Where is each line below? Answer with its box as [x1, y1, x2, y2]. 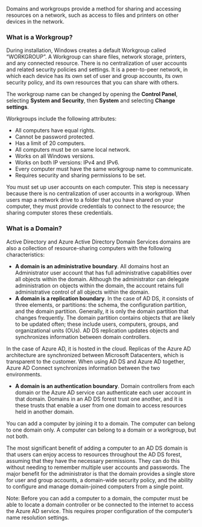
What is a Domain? [6, 224, 62, 233]
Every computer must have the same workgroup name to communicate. [14, 166, 194, 173]
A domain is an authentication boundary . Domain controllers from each [14, 382, 195, 389]
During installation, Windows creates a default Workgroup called [6, 47, 166, 54]
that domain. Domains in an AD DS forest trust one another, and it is [14, 395, 183, 403]
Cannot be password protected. [14, 133, 95, 141]
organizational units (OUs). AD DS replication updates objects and [14, 326, 179, 334]
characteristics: [6, 251, 45, 258]
